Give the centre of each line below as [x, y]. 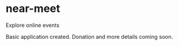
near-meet [33, 9]
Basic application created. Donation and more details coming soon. [89, 36]
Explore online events [33, 25]
